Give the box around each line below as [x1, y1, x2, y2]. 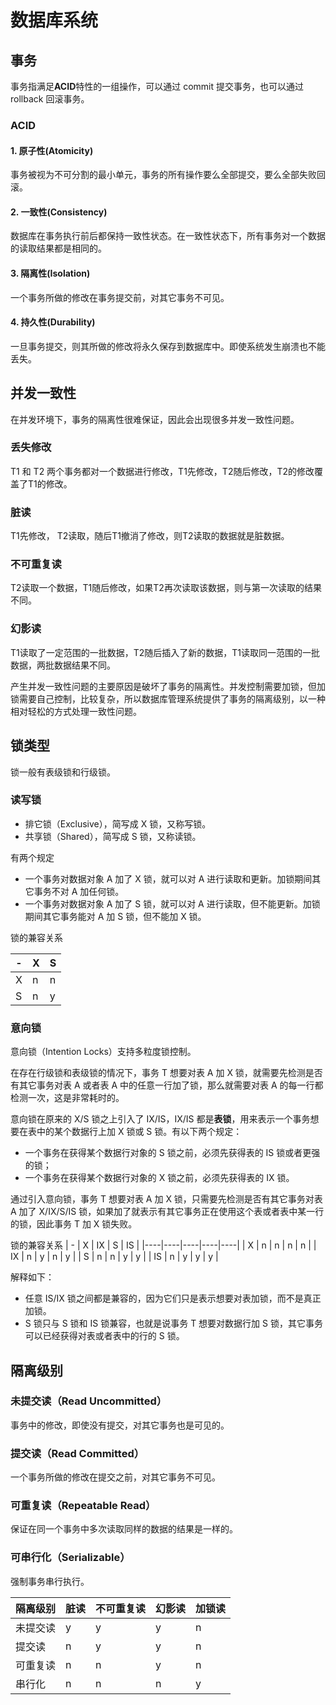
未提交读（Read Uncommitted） [10, 1394, 168, 1408]
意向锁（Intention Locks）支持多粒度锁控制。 [10, 1046, 197, 1058]
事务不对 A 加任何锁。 [33, 885, 125, 897]
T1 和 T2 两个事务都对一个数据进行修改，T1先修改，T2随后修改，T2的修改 [10, 465, 315, 477]
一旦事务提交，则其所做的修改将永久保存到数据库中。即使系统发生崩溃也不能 [10, 340, 326, 352]
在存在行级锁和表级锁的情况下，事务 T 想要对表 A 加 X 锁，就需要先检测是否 [10, 1067, 323, 1079]
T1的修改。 [27, 477, 73, 490]
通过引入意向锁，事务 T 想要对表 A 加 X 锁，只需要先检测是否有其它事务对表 [10, 1193, 323, 1205]
